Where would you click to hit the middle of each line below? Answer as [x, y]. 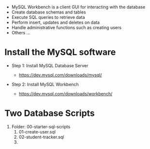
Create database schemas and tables [49, 12]
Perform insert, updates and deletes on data [56, 22]
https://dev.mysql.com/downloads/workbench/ [66, 93]
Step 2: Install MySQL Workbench [45, 84]
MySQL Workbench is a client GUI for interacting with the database [78, 7]
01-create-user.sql [37, 132]
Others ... [21, 33]
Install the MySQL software [60, 52]
